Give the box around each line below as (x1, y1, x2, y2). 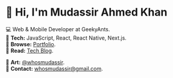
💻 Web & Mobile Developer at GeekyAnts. (5, 25, 110, 32)
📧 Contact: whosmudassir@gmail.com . (5, 65, 103, 72)
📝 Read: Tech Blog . (5, 47, 54, 54)
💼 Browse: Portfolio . (5, 40, 56, 47)
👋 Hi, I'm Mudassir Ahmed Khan (5, 5, 168, 19)
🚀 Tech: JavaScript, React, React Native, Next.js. (5, 34, 127, 41)
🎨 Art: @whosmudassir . (5, 58, 64, 65)
